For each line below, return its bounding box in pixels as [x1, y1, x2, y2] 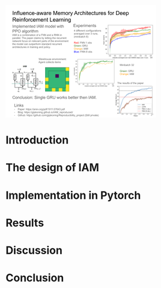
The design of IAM [5, 161, 100, 175]
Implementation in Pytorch [5, 189, 141, 202]
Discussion [5, 243, 62, 257]
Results [5, 216, 44, 230]
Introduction [5, 133, 69, 147]
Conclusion [5, 271, 64, 285]
